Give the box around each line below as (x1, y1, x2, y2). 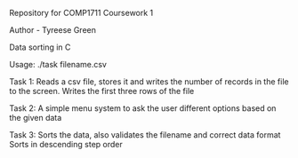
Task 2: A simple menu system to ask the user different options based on (9, 103, 277, 114)
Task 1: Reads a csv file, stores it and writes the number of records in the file (9, 76, 289, 87)
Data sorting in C (9, 42, 71, 52)
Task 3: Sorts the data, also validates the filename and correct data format (9, 130, 281, 140)
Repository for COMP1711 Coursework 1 (9, 8, 154, 18)
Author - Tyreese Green (9, 25, 96, 35)
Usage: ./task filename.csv (9, 59, 107, 69)
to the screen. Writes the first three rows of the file (9, 86, 195, 96)
